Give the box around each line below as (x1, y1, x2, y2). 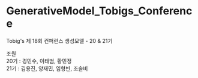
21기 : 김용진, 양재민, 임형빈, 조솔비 (6, 64, 88, 72)
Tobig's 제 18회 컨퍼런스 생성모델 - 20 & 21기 (6, 37, 113, 44)
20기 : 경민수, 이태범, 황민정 (6, 57, 72, 64)
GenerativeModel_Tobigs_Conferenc (6, 4, 193, 18)
